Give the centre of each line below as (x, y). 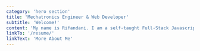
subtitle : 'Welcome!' (33, 22)
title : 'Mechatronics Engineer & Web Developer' (68, 17)
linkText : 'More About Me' (40, 39)
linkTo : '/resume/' (30, 33)
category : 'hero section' (38, 11)
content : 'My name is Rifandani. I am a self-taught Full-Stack (87, 28)
